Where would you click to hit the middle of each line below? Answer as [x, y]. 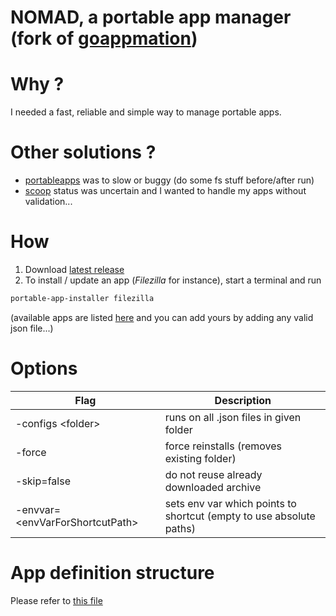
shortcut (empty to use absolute [240, 516]
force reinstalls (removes [223, 446]
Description [243, 400]
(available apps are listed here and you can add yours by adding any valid [162, 317]
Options [44, 368]
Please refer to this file [56, 600]
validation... [48, 202]
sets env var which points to [230, 503]
